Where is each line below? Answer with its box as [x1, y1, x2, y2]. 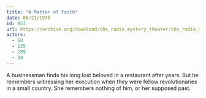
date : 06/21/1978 [6, 15, 51, 21]
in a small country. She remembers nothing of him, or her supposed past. [6, 84, 191, 92]
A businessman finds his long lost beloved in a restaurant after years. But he [6, 71, 199, 78]
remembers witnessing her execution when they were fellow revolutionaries [6, 78, 197, 85]
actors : [6, 32, 26, 38]
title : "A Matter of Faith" [6, 9, 78, 15]
